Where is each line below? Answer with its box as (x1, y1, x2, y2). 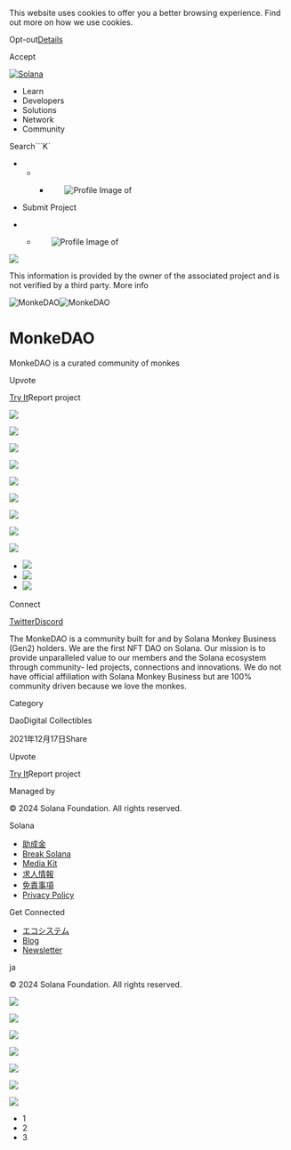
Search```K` (9, 141, 51, 151)
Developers (21, 95, 65, 106)
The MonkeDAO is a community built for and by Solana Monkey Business (9, 633, 277, 644)
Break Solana (21, 848, 71, 859)
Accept (9, 52, 36, 61)
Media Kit (21, 857, 58, 868)
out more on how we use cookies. (9, 17, 133, 28)
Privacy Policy (21, 889, 75, 900)
